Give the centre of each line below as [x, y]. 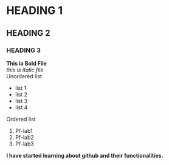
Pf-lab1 [24, 130]
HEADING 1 [34, 11]
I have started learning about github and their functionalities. [85, 155]
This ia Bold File [27, 63]
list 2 [21, 94]
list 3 [21, 101]
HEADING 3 [23, 50]
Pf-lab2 [25, 137]
